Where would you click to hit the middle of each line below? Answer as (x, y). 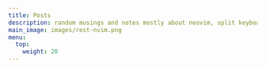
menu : (17, 37)
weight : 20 (40, 52)
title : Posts (30, 15)
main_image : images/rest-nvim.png (65, 30)
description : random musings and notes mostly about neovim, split (122, 23)
